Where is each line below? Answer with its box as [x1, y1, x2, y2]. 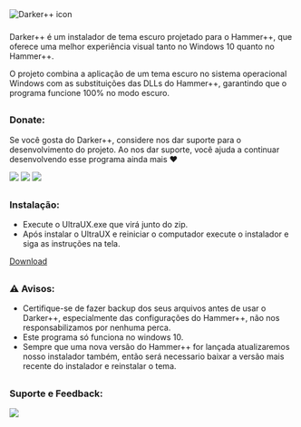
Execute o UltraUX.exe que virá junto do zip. [22, 219, 189, 230]
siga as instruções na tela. [22, 238, 121, 249]
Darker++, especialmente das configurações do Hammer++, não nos [22, 313, 280, 324]
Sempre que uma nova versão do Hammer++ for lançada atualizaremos [22, 342, 290, 353]
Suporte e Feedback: [9, 387, 103, 400]
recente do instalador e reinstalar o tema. [22, 361, 177, 372]
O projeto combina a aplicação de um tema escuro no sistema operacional [9, 68, 287, 79]
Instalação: [9, 199, 61, 211]
